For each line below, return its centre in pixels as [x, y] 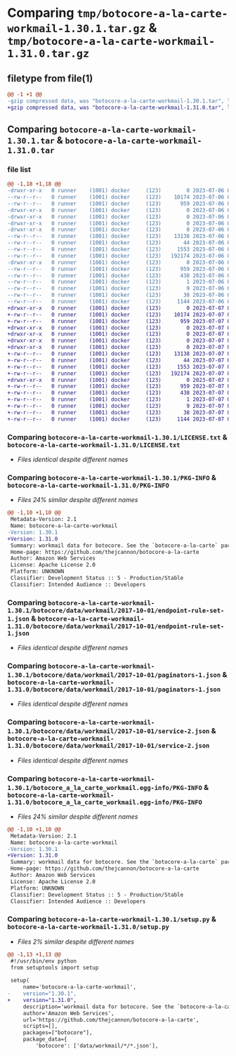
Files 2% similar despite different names [76, 942]
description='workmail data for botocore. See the [98, 1006]
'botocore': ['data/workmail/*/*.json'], [97, 1046]
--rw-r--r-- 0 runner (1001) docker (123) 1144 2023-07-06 [116, 302]
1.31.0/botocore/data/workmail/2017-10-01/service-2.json [109, 746]
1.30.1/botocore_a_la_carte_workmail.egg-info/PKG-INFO [105, 787]
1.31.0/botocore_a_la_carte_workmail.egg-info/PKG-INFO [105, 802]
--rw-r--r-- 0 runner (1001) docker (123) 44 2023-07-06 [116, 243]
